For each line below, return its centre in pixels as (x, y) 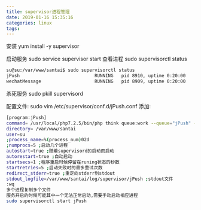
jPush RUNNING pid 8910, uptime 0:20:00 (96, 76)
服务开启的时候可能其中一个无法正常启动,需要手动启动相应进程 (72, 196)
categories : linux (29, 23)
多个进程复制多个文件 (28, 190)
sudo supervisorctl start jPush (46, 201)
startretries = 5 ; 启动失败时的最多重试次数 (54, 168)
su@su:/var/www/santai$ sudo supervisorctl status (71, 70)
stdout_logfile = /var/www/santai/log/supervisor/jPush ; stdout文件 (90, 179)
